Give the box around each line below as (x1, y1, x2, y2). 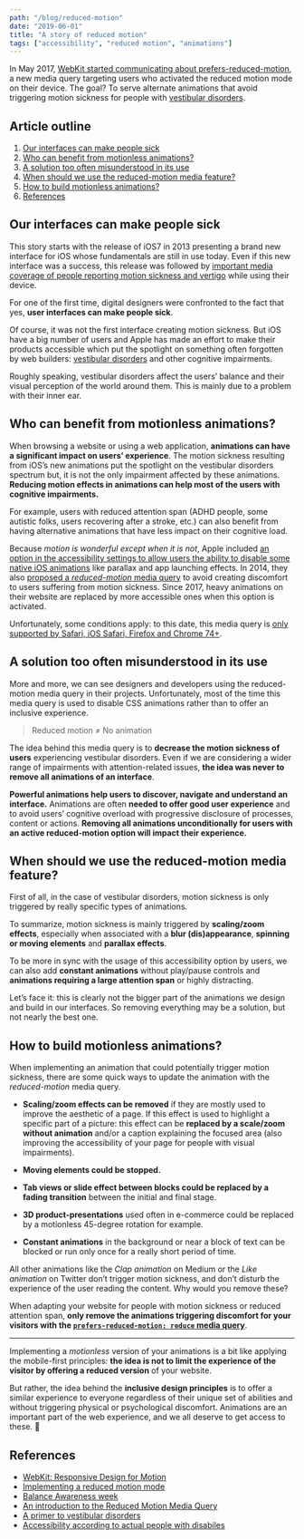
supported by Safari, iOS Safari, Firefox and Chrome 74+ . (9, 627, 223, 639)
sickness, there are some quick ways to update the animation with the (9, 1071, 270, 1083)
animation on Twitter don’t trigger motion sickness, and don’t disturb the (9, 1273, 280, 1284)
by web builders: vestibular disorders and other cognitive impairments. (9, 353, 273, 363)
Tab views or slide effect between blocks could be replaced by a (22, 1182, 270, 1193)
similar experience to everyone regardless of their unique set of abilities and (9, 1392, 293, 1403)
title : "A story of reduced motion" (9, 30, 147, 39)
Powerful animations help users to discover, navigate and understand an (9, 789, 288, 799)
